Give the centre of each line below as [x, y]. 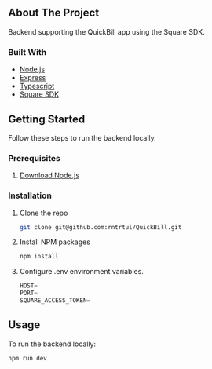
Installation [30, 195]
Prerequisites [34, 158]
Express [33, 78]
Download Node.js [49, 175]
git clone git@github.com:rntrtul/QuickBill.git [101, 227]
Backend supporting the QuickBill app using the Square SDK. [107, 31]
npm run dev [27, 358]
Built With [27, 52]
